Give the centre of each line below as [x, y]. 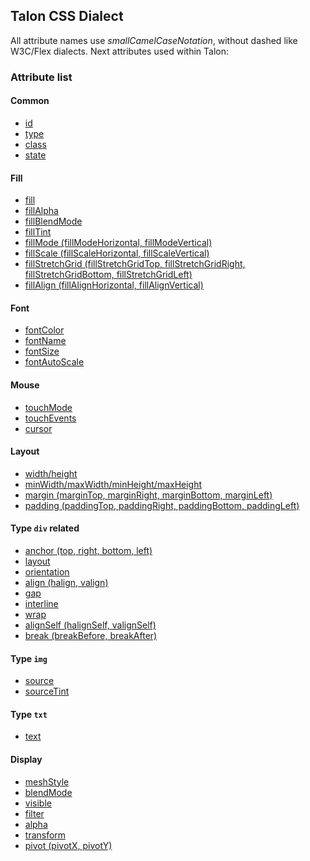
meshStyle [47, 781]
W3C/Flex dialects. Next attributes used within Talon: [120, 51]
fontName [45, 341]
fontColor [44, 330]
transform [45, 835]
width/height [51, 473]
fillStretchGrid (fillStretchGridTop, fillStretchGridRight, [135, 264]
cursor [38, 428]
